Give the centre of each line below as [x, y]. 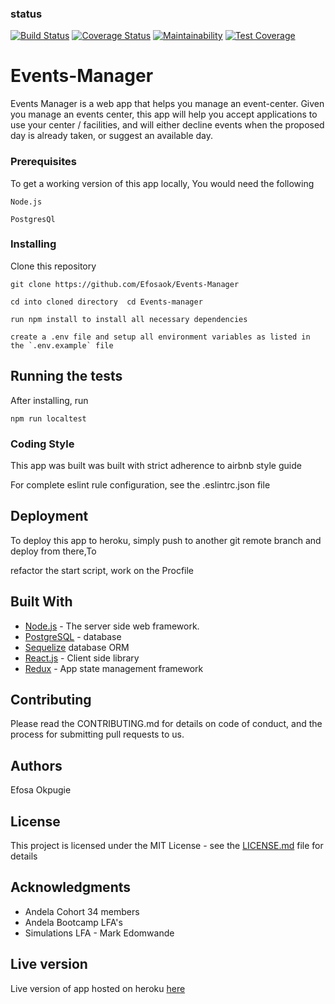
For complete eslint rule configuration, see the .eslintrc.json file [140, 484]
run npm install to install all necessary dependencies [129, 319]
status [26, 14]
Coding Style [42, 444]
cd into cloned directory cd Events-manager [106, 302]
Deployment [49, 516]
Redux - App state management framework [114, 668]
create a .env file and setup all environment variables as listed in [160, 337]
